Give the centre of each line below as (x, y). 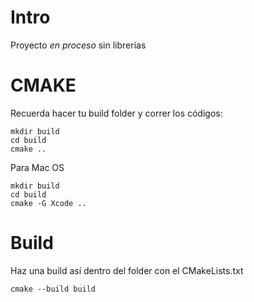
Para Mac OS (37, 167)
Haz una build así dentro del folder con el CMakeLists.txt (127, 270)
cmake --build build (53, 289)
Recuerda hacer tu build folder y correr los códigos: (116, 113)
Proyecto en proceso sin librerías (78, 45)
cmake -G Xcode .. (48, 203)
